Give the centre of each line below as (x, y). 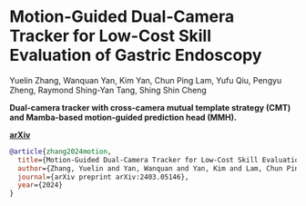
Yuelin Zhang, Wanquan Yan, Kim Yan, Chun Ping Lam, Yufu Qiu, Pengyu (146, 80)
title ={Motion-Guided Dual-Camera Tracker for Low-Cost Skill (138, 160)
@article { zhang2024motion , (61, 152)
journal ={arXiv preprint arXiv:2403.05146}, (103, 177)
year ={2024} (41, 185)
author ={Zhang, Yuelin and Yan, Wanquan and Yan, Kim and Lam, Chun (150, 168)
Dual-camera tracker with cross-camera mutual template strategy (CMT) (150, 107)
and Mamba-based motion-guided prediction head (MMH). (123, 117)
